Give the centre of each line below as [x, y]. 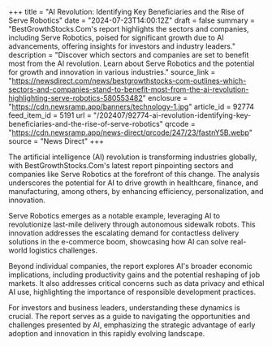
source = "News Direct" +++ [56, 141]
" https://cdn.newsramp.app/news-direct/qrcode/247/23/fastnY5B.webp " [131, 132]
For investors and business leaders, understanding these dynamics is [125, 307]
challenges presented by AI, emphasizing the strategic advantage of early [132, 325]
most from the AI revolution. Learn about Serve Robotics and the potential [132, 63]
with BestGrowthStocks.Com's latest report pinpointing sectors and [121, 165]
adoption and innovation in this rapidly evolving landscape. [107, 333]
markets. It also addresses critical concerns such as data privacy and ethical [136, 283]
